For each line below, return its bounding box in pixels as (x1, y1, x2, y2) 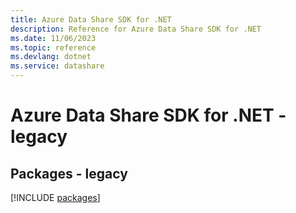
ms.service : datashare (10, 61, 105, 71)
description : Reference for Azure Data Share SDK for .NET (10, 24, 262, 34)
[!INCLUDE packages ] (10, 192, 101, 203)
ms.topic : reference (10, 42, 97, 53)
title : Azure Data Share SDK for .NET (10, 14, 172, 25)
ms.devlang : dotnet (10, 52, 92, 62)
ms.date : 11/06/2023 (10, 33, 97, 43)
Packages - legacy (10, 165, 128, 182)
